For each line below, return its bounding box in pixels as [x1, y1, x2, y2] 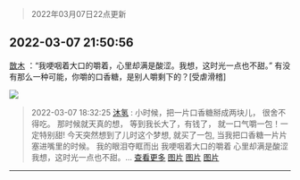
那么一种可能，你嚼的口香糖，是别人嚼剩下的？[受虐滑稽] [16, 71, 227, 81]
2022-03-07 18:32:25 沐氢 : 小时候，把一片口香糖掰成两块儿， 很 [30, 107, 271, 117]
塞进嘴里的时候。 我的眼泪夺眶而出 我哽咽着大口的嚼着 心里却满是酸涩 [30, 141, 288, 151]
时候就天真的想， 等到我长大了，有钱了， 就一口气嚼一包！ [64, 118, 281, 129]
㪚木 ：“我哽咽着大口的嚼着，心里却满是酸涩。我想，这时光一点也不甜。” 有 [9, 60, 283, 71]
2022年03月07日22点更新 [30, 9, 127, 19]
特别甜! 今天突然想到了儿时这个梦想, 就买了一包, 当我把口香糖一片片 [38, 129, 287, 140]
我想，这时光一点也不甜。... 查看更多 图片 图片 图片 [30, 151, 220, 162]
